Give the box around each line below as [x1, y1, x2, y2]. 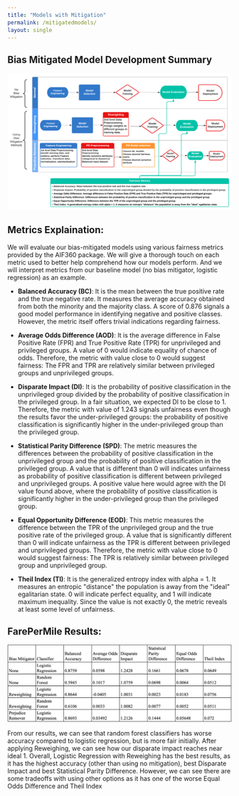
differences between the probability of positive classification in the [17, 448, 213, 458]
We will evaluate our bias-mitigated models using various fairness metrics [7, 242, 224, 252]
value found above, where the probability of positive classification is [17, 487, 218, 495]
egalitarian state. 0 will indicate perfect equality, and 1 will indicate [17, 590, 212, 598]
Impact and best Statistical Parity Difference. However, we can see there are [7, 767, 231, 775]
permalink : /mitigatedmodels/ [7, 18, 97, 26]
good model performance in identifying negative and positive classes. [17, 309, 223, 318]
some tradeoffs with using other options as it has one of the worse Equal [7, 775, 221, 783]
